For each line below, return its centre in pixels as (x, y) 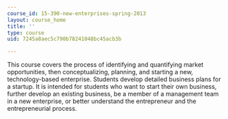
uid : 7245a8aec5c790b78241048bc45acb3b (64, 39)
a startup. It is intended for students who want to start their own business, (112, 87)
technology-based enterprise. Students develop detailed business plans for (114, 79)
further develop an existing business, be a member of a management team (113, 94)
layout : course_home (37, 20)
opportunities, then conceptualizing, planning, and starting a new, (100, 72)
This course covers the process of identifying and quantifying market (105, 65)
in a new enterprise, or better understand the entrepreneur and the (102, 101)
